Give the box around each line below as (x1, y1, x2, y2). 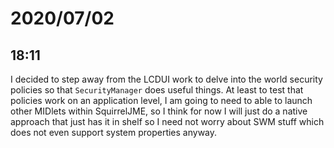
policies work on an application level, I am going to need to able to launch (10, 95, 313, 106)
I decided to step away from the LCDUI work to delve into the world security (10, 73, 323, 85)
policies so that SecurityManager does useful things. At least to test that (10, 84, 304, 96)
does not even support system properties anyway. (10, 127, 218, 138)
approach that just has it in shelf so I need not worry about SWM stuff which (10, 116, 325, 127)
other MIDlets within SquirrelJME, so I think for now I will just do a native (10, 105, 308, 117)
